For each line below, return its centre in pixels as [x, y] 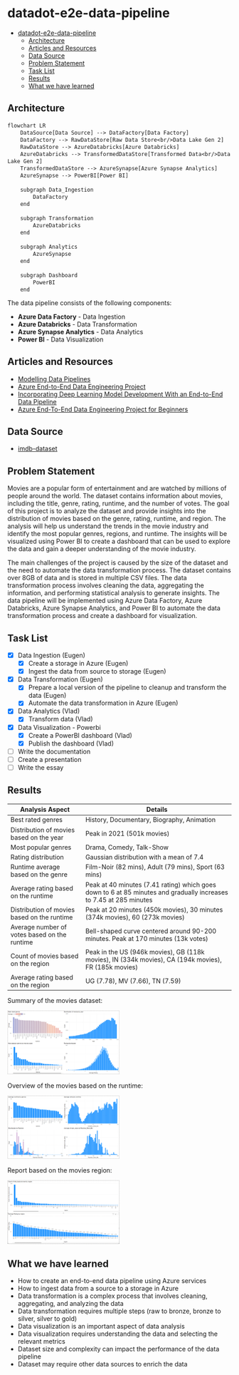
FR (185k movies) [112, 967]
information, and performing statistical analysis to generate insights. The [114, 593]
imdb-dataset [38, 449]
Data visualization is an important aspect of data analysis [101, 1327]
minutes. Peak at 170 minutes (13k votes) [147, 938]
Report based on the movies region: [60, 1170]
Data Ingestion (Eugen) [51, 655]
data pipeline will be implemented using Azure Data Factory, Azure [105, 601]
